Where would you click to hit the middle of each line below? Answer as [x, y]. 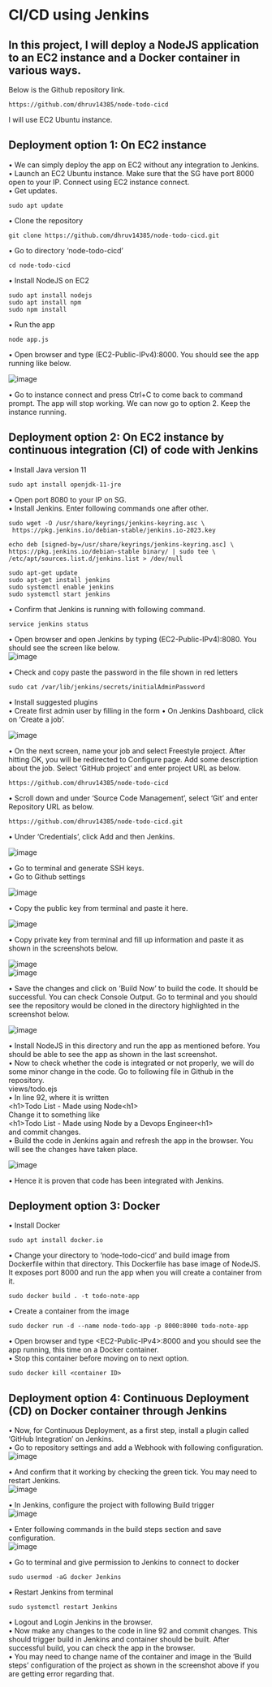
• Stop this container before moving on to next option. [99, 1358]
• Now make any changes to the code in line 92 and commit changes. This [133, 1631]
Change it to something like [54, 1115]
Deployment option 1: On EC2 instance [108, 145]
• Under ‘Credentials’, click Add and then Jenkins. [92, 836]
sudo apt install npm [45, 302]
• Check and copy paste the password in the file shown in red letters [123, 672]
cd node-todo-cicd [39, 265]
